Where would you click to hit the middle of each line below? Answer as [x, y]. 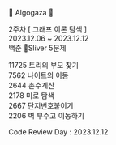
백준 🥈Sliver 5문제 [37, 48]
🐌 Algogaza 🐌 [31, 13]
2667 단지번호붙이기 [41, 106]
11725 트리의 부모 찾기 [44, 65]
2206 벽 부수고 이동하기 [47, 116]
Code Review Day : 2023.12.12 [58, 132]
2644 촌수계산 [32, 85]
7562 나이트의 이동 [39, 75]
